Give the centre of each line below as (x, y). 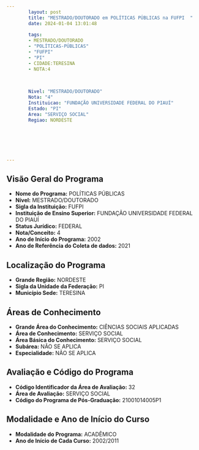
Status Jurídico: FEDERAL (49, 226)
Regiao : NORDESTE (50, 120)
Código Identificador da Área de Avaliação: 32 (75, 387)
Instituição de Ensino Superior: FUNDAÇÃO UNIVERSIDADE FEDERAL (104, 213)
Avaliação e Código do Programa (70, 372)
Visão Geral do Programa (55, 179)
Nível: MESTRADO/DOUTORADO (57, 200)
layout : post (45, 12)
